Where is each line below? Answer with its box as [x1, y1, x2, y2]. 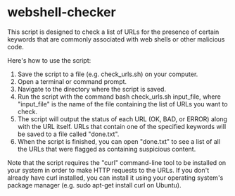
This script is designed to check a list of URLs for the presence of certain [7, 27, 220, 36]
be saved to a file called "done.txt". [17, 130, 120, 138]
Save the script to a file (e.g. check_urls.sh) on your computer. [17, 70, 198, 78]
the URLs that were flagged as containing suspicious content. [17, 145, 196, 153]
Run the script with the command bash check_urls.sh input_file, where [17, 92, 222, 101]
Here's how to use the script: [7, 56, 91, 64]
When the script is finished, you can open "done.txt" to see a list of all [17, 137, 220, 145]
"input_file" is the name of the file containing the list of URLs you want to [17, 99, 228, 108]
